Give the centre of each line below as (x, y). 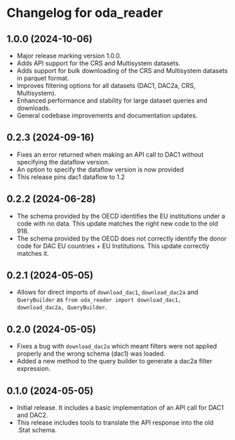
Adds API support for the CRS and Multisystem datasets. (98, 63)
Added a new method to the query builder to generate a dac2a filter (114, 361)
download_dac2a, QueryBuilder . (62, 307)
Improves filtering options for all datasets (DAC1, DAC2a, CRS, (106, 85)
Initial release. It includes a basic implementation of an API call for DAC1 (120, 408)
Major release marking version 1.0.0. (69, 56)
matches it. (33, 253)
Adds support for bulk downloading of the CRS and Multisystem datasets (122, 71)
